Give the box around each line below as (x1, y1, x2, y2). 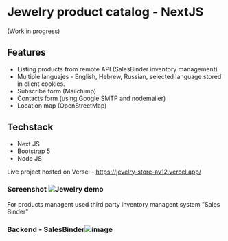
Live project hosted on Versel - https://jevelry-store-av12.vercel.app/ (7, 168, 201, 176)
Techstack (7, 122, 54, 133)
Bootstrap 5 (16, 147, 51, 155)
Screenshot (7, 185, 47, 194)
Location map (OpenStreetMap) (16, 101, 107, 110)
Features (7, 47, 46, 58)
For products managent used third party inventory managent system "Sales (7, 200, 220, 208)
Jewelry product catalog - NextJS (7, 4, 204, 20)
